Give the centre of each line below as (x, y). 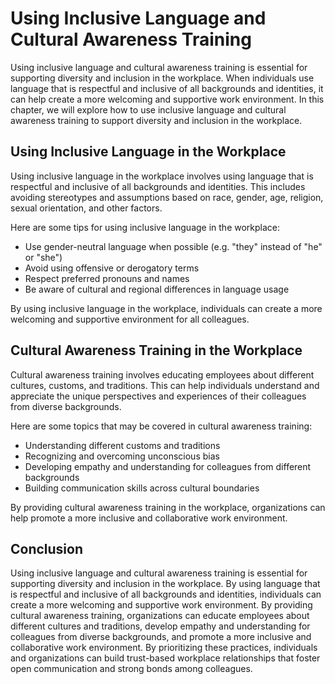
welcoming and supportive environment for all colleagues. (130, 319)
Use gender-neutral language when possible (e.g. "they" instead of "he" (173, 246)
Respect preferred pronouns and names (107, 278)
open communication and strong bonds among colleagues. (131, 669)
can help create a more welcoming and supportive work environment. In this (167, 99)
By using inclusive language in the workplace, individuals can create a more (166, 308)
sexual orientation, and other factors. (86, 208)
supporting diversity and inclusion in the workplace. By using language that (165, 584)
